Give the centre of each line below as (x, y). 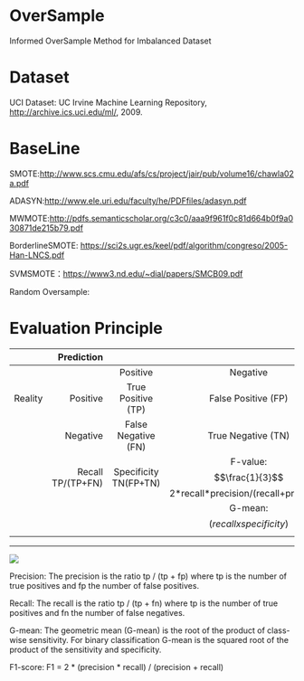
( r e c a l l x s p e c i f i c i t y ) (249, 524)
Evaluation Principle (86, 328)
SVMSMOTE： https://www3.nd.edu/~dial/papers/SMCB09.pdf (126, 273)
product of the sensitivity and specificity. (85, 649)
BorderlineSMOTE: (44, 245)
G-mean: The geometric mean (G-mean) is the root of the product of (137, 630)
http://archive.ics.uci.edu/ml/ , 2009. (76, 112)
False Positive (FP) (249, 398)
